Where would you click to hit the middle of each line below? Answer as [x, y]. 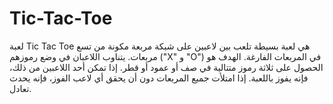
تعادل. [20, 88]
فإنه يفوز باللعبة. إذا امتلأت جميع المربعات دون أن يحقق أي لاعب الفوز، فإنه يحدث [159, 78]
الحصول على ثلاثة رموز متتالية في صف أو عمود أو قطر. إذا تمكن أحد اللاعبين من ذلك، [166, 67]
